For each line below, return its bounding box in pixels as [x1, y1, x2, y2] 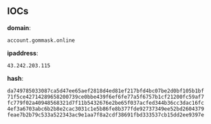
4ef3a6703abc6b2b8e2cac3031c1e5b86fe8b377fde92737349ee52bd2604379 [7, 106, 205, 112]
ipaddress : [7, 49, 38, 57]
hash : [7, 74, 24, 82]
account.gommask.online [7, 37, 76, 44]
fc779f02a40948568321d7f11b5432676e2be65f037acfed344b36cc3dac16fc [7, 99, 205, 106]
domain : [7, 23, 31, 32]
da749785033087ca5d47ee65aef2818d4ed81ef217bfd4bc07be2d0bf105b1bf [7, 87, 205, 95]
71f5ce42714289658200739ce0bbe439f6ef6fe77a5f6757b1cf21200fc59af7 [7, 93, 205, 100]
